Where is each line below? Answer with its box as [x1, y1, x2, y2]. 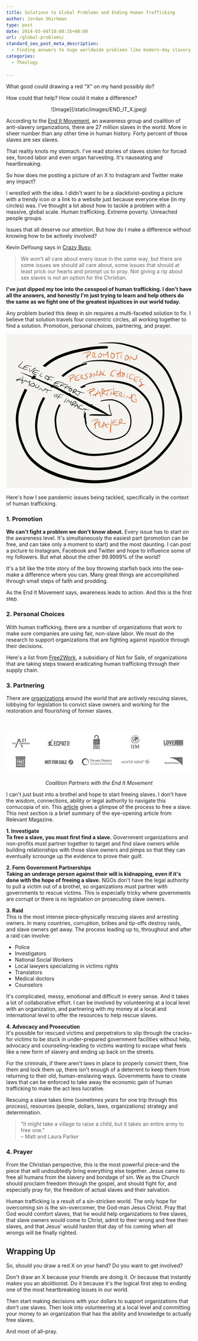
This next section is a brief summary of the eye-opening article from [6, 810, 172, 817]
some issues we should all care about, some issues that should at [20, 261, 180, 269]
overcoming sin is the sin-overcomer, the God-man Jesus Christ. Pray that [6, 1204, 187, 1211]
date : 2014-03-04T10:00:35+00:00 [6, 28, 88, 34]
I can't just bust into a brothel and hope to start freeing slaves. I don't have [6, 791, 187, 798]
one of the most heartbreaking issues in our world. [6, 1286, 129, 1293]
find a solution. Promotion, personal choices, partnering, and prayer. [6, 322, 172, 329]
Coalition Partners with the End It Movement [45, 779, 153, 786]
